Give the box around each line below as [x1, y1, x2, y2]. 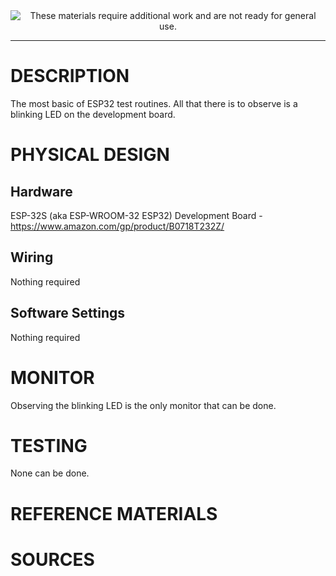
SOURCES [10, 548, 95, 571]
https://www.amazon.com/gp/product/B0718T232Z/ [10, 220, 225, 232]
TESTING [10, 434, 88, 457]
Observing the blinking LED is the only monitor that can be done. [10, 399, 277, 411]
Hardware [10, 183, 73, 200]
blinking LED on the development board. [10, 108, 176, 120]
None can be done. [10, 467, 90, 479]
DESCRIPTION [10, 65, 130, 88]
